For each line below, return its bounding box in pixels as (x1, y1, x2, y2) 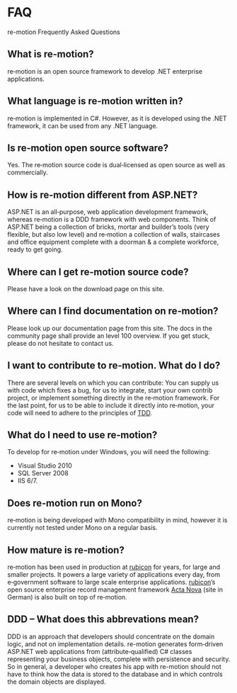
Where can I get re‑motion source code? (7, 266, 189, 278)
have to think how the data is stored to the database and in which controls (7, 670, 223, 678)
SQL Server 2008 (17, 469, 69, 478)
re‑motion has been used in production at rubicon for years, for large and (7, 563, 221, 571)
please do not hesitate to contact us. (7, 339, 115, 347)
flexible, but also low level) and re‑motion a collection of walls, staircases (7, 230, 221, 239)
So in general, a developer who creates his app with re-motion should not (7, 662, 221, 670)
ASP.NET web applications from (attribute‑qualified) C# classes (7, 647, 192, 655)
